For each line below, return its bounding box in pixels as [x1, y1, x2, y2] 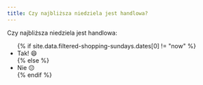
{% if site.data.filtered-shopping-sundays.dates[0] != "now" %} [16, 41, 196, 50]
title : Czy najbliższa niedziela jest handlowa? [7, 10, 148, 17]
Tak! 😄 [16, 49, 38, 57]
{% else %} [16, 56, 50, 65]
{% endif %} [16, 71, 53, 79]
